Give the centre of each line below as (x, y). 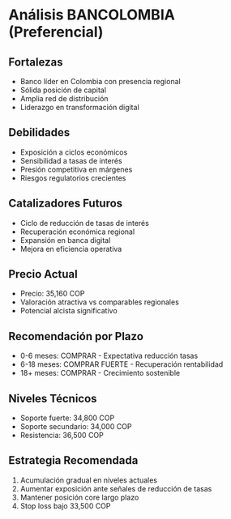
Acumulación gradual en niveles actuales (89, 480)
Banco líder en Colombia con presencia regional (100, 81)
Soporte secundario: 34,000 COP (76, 427)
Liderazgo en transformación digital (79, 107)
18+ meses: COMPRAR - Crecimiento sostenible (100, 373)
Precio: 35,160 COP (52, 294)
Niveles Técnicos (53, 398)
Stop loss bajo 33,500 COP (65, 506)
